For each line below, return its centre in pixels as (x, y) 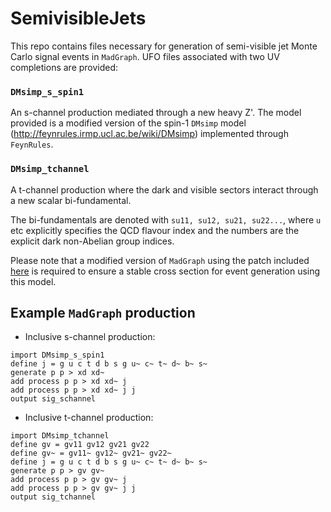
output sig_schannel (53, 399)
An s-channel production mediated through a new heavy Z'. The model (156, 113)
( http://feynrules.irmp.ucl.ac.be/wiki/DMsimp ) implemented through (149, 134)
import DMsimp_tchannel (60, 436)
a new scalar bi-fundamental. (71, 200)
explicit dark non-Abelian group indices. (92, 241)
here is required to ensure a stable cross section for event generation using (165, 271)
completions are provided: (64, 67)
